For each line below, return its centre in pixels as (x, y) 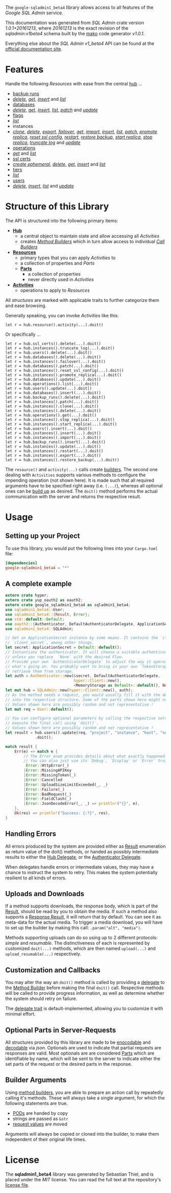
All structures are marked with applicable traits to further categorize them (82, 300)
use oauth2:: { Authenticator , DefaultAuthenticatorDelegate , (70, 624)
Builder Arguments (36, 1080)
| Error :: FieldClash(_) (48, 799)
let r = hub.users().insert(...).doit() (49, 429)
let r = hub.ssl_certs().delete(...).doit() (53, 344)
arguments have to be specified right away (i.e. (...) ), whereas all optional (84, 485)
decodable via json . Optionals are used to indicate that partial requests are (83, 1048)
